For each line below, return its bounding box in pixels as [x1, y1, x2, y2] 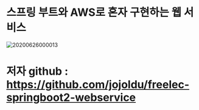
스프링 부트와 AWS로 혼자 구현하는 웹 [6, 5, 181, 19]
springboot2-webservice [6, 91, 136, 105]
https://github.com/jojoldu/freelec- [6, 78, 190, 92]
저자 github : [6, 64, 69, 78]
